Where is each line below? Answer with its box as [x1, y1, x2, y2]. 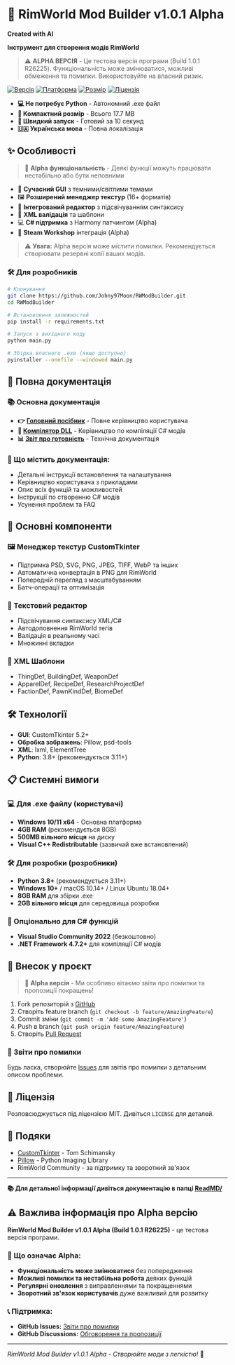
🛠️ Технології [7, 708, 67, 720]
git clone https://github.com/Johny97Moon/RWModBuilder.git [7, 292, 187, 299]
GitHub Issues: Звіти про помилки [17, 1322, 120, 1331]
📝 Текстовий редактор [7, 600, 87, 610]
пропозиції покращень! [24, 986, 94, 995]
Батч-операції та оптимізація [17, 582, 105, 592]
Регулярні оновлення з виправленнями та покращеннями [17, 1281, 192, 1290]
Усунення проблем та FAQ [17, 500, 96, 508]
